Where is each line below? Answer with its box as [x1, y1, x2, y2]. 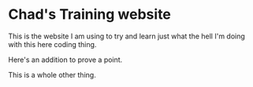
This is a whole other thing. [8, 70, 96, 79]
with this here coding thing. [8, 39, 97, 49]
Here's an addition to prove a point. [8, 55, 123, 64]
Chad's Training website [8, 5, 172, 24]
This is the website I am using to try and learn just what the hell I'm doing [8, 31, 246, 41]
